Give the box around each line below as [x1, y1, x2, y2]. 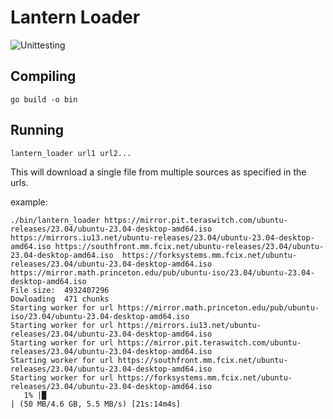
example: [10, 196, 48, 208]
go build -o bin [10, 94, 78, 105]
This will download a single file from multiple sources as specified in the [10, 166, 307, 178]
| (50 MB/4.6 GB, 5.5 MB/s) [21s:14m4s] [10, 399, 182, 409]
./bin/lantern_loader [10, 215, 101, 225]
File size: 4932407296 [10, 285, 110, 295]
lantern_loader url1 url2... [10, 148, 132, 158]
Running [10, 122, 65, 139]
